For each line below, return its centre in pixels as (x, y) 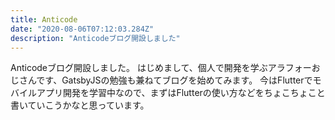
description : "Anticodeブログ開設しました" (95, 38)
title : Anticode (44, 19)
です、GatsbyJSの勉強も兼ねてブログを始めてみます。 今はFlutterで (174, 80)
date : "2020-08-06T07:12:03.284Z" (82, 29)
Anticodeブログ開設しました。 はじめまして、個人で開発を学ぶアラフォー (161, 68)
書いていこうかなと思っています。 (80, 105)
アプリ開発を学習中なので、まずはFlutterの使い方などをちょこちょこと (181, 93)
